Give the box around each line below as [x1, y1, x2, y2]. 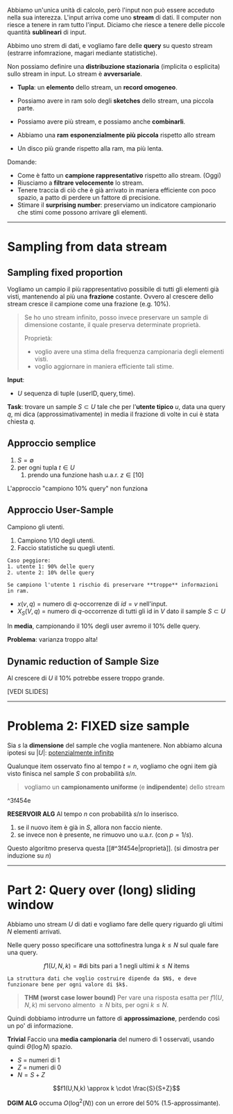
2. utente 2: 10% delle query [7, 569, 95, 576]
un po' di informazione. [7, 1022, 74, 1030]
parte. [17, 104, 35, 112]
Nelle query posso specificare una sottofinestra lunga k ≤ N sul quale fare [7, 941, 219, 949]
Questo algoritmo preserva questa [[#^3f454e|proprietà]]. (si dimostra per [7, 844, 220, 853]
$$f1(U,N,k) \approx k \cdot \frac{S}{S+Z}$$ [53, 1084, 180, 1092]
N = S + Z [17, 1071, 46, 1079]
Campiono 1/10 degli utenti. [17, 536, 95, 544]
